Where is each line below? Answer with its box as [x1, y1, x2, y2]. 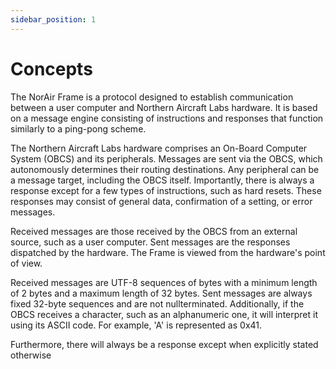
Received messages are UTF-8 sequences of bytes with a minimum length [10, 276, 318, 288]
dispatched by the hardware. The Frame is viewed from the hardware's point [10, 246, 326, 258]
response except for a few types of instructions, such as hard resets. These [10, 184, 322, 196]
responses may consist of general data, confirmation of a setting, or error [10, 195, 313, 207]
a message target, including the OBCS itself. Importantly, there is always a [10, 174, 315, 186]
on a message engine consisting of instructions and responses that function [10, 112, 324, 124]
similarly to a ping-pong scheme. [10, 122, 147, 135]
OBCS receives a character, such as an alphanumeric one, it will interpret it [10, 308, 318, 320]
